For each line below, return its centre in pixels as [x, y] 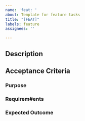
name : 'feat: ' [21, 10]
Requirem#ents [25, 99]
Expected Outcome [29, 112]
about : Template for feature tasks [43, 15]
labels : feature [22, 24]
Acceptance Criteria [38, 71]
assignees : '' [20, 29]
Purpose [16, 85]
